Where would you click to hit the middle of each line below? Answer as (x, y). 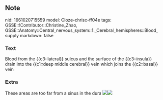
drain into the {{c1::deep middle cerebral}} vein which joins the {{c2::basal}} (81, 64)
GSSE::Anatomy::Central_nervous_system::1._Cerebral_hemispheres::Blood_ (82, 30)
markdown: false (37, 35)
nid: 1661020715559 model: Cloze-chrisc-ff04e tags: (58, 20)
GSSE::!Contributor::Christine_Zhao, (41, 25)
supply (12, 35)
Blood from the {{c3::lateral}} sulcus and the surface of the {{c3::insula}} (79, 59)
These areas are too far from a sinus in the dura (53, 93)
